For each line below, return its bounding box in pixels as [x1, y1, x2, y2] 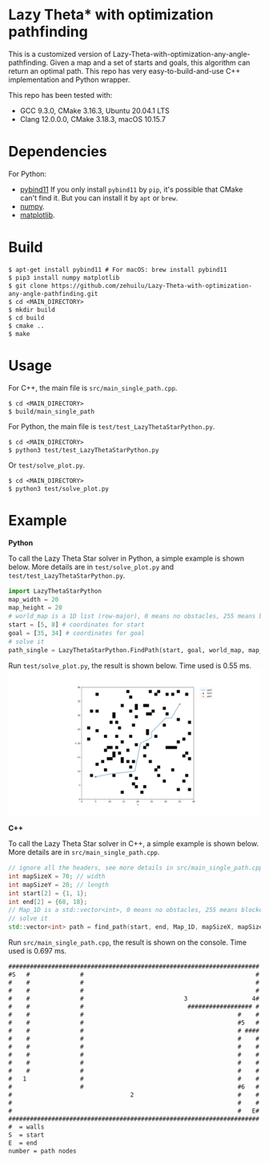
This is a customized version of [8, 49, 111, 59]
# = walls [8, 1123, 45, 1132]
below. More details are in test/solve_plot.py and [8, 561, 175, 571]
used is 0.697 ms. [8, 946, 66, 956]
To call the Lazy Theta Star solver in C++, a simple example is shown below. [8, 839, 259, 849]
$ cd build [8, 314, 45, 322]
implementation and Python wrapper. [8, 75, 130, 84]
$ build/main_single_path [8, 407, 94, 415]
